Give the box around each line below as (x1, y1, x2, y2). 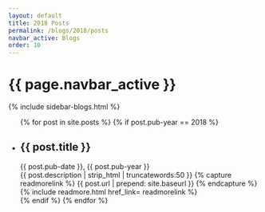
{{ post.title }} (19, 140, 92, 154)
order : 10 (8, 41, 42, 49)
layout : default (8, 11, 62, 20)
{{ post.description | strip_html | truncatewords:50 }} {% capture (19, 170, 232, 179)
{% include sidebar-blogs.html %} (8, 102, 121, 112)
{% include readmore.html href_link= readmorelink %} (19, 186, 198, 196)
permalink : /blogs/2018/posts (8, 26, 109, 34)
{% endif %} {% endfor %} (19, 195, 109, 205)
